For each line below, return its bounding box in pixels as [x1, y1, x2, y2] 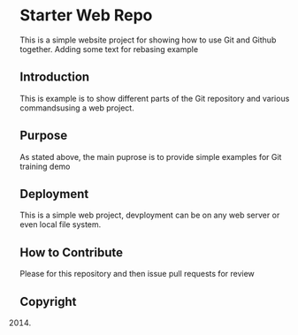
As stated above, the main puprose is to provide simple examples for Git [19, 151, 282, 162]
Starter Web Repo [19, 5, 153, 26]
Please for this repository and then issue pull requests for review [19, 269, 256, 279]
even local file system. [19, 219, 102, 230]
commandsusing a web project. [19, 103, 134, 113]
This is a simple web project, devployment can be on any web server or [19, 209, 280, 221]
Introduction [19, 70, 90, 85]
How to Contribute [19, 245, 124, 260]
